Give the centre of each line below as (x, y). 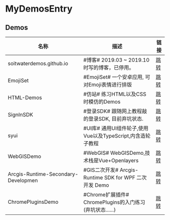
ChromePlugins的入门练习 (114, 202)
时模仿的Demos (102, 102)
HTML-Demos (25, 98)
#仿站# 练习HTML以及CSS (115, 94)
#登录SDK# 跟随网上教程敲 (115, 111)
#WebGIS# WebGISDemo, (114, 153)
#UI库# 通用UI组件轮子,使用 (116, 128)
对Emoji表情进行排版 (108, 85)
